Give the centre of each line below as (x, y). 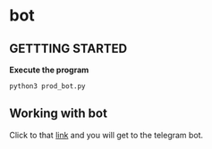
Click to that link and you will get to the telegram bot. (106, 135)
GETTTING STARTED (68, 49)
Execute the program (49, 70)
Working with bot (58, 114)
